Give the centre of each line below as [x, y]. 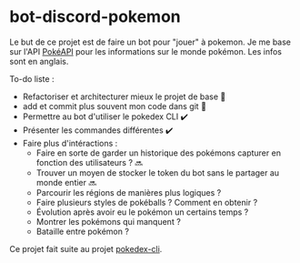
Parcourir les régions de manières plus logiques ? [129, 192]
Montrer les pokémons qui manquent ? [109, 221]
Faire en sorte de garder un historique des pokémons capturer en [159, 153]
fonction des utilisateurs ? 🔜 [90, 162]
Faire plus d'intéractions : [70, 143]
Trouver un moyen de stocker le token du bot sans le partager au [158, 172]
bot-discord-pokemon [95, 17]
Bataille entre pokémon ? [83, 231]
